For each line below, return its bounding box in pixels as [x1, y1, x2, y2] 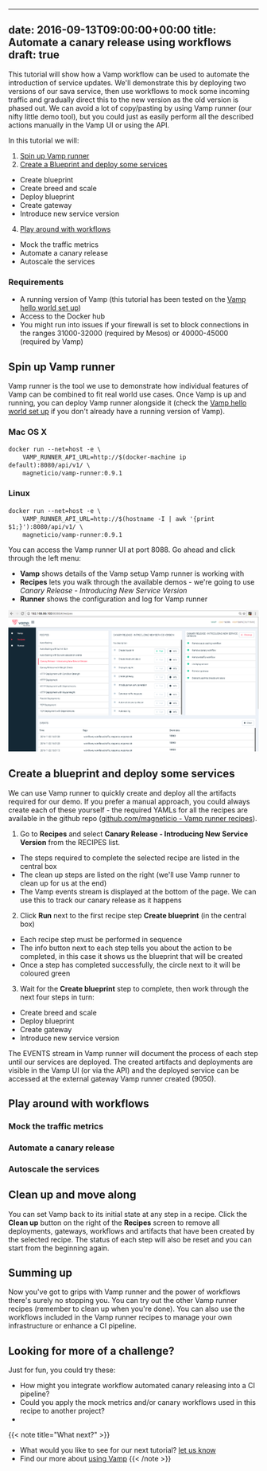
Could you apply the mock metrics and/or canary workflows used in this [19, 1398, 257, 1407]
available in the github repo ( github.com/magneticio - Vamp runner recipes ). [8, 813, 257, 823]
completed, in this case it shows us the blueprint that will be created [19, 951, 243, 960]
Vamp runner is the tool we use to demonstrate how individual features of [8, 381, 249, 390]
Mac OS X [8, 426, 48, 437]
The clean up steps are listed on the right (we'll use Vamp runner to [19, 870, 241, 879]
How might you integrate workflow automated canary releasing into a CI [19, 1381, 256, 1391]
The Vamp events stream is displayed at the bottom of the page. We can [19, 886, 257, 896]
